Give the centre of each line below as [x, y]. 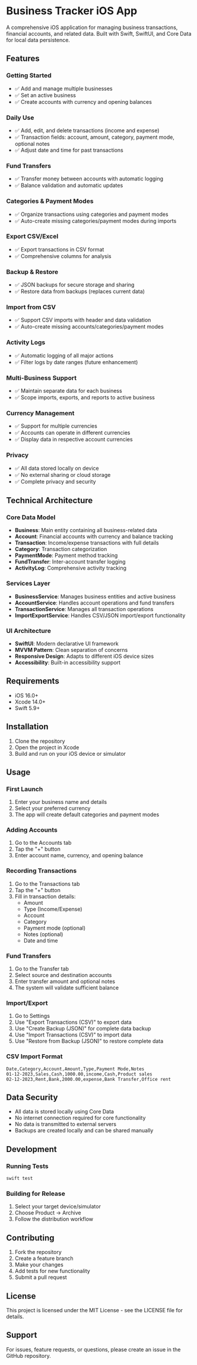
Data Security [32, 1098]
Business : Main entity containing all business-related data [86, 530]
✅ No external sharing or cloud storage [63, 475]
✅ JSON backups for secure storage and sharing [74, 285]
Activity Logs [26, 342]
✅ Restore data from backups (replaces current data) [80, 291]
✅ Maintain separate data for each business [69, 391]
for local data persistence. [38, 40]
